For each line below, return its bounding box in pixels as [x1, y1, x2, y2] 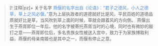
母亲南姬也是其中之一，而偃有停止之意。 [31, 36, 114, 42]
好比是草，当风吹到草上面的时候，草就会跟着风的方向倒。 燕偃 [18, 17, 146, 23]
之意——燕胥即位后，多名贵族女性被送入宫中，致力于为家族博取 [13, 30, 145, 35]
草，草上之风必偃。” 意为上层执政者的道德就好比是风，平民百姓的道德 [9, 11, 149, 17]
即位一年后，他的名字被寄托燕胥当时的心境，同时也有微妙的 [26, 23, 149, 29]
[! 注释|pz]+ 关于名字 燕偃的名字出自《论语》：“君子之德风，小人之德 [9, 5, 149, 10]
